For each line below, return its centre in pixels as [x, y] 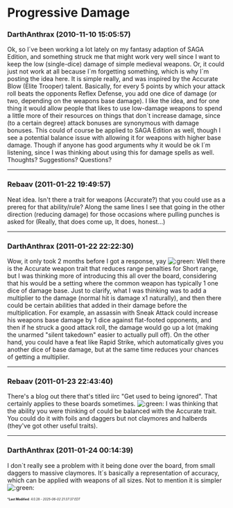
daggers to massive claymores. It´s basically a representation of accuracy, [113, 473]
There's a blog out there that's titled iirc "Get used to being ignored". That [112, 396]
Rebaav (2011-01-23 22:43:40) [60, 381]
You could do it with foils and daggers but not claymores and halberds [107, 419]
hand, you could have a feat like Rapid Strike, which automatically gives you [115, 342]
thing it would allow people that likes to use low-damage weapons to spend [115, 108]
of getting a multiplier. [38, 357]
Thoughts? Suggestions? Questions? [60, 160]
